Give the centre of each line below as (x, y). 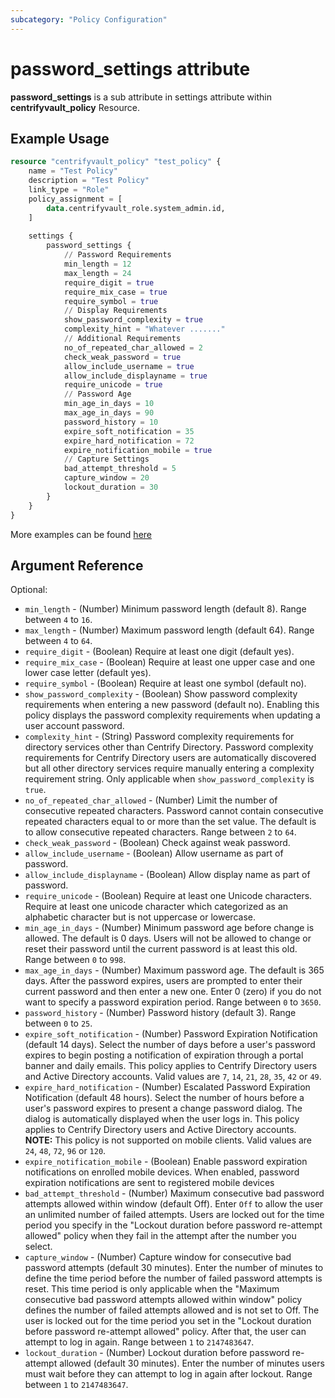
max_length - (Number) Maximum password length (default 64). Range (169, 630)
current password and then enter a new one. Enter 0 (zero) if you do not (173, 992)
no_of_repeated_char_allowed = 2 (133, 347)
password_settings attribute (130, 68)
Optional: (29, 590)
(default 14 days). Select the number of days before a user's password (170, 1045)
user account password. (74, 726)
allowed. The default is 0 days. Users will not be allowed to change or (168, 938)
